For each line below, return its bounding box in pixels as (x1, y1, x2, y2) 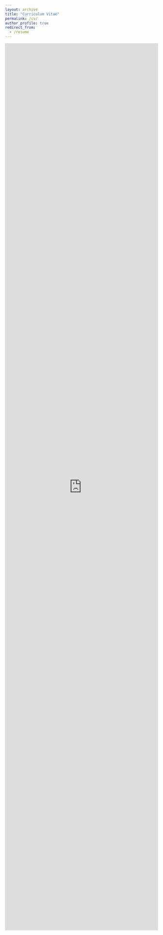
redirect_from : (5, 25, 36, 30)
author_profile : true (5, 20, 49, 26)
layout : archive (5, 7, 38, 12)
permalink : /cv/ (5, 16, 38, 21)
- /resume (9, 30, 29, 34)
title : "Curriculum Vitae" (5, 12, 60, 16)
